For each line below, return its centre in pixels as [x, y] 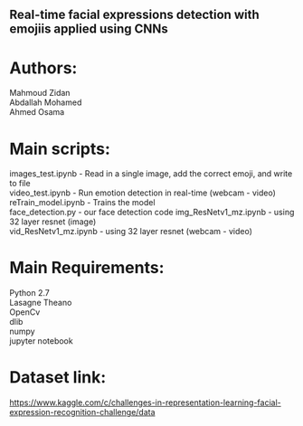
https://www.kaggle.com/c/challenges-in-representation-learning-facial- [146, 402]
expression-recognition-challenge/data [82, 412]
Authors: [43, 68]
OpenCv [25, 312]
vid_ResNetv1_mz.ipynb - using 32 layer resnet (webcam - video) [131, 232]
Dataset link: [58, 378]
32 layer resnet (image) [53, 222]
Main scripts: [60, 149]
